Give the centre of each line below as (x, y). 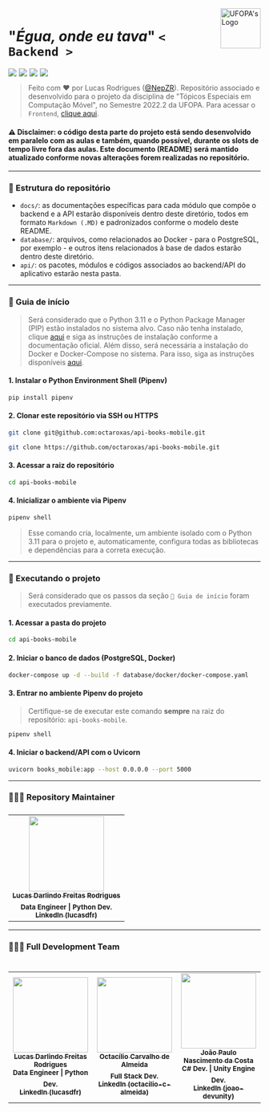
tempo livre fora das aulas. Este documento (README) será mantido (123, 149)
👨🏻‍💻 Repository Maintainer (62, 797)
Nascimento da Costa (219, 1061)
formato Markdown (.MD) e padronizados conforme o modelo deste (129, 222)
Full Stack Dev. (134, 1076)
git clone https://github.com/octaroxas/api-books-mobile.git (114, 447)
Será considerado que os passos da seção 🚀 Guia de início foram (139, 596)
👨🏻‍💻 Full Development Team (64, 947)
